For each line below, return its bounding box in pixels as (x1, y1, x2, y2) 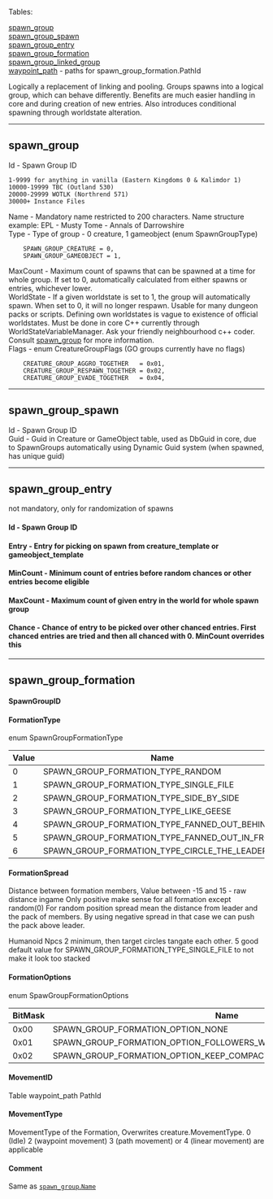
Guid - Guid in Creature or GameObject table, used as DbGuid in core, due (8, 434, 257, 443)
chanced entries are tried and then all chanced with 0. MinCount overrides (8, 631, 265, 641)
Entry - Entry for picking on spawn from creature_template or (8, 541, 219, 551)
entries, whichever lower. (8, 283, 93, 293)
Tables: (8, 7, 33, 16)
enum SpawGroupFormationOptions (8, 990, 129, 1000)
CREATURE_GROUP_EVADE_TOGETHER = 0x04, (23, 373, 165, 381)
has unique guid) (8, 451, 65, 460)
